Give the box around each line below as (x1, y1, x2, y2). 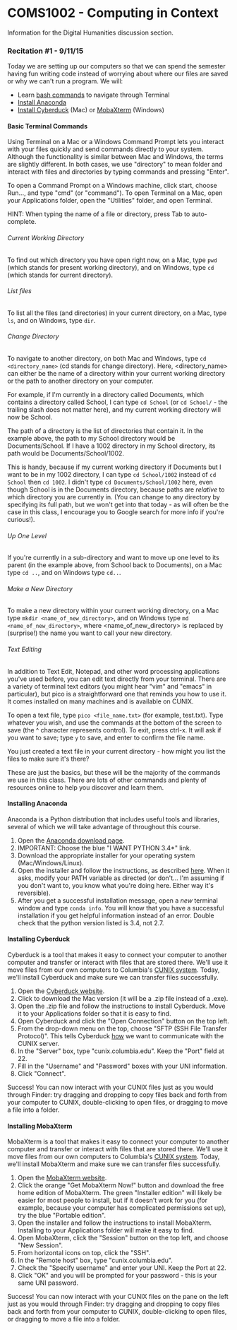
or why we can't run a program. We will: (7, 77, 123, 85)
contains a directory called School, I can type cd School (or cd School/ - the (7, 398, 228, 407)
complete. (7, 218, 37, 226)
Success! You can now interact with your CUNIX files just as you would (7, 1083, 214, 1092)
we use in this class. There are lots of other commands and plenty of (7, 776, 207, 784)
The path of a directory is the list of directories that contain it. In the (7, 427, 204, 435)
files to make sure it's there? (7, 754, 90, 763)
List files (7, 287, 32, 295)
